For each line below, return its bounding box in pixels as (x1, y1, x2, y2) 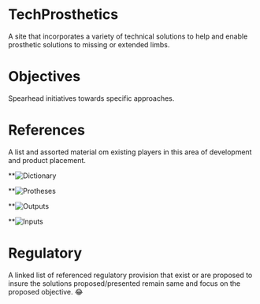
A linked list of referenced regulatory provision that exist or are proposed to (8, 270, 253, 280)
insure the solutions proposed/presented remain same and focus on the (8, 278, 241, 288)
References (8, 121, 85, 139)
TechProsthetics (8, 6, 119, 24)
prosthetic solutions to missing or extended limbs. (8, 39, 170, 49)
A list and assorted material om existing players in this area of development (8, 147, 252, 157)
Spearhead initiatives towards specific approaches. (8, 93, 175, 103)
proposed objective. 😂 (8, 287, 84, 296)
